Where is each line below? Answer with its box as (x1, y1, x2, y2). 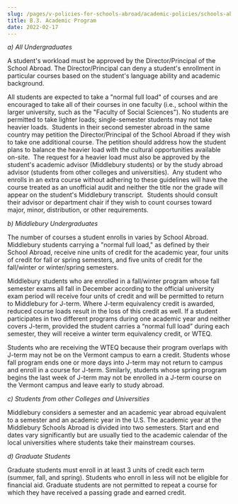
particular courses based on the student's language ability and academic (7, 71, 221, 80)
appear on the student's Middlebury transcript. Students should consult (7, 190, 218, 199)
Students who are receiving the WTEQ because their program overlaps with (7, 343, 228, 352)
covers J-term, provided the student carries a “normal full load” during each (7, 322, 230, 331)
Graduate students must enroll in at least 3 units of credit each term (7, 466, 205, 474)
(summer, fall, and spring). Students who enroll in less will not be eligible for (7, 474, 229, 482)
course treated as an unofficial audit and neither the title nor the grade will (7, 183, 224, 192)
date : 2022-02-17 (7, 23, 59, 30)
